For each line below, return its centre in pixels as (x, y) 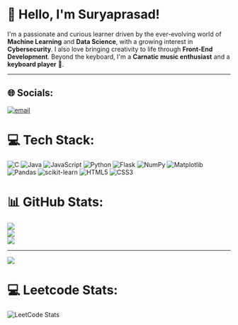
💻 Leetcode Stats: (63, 290)
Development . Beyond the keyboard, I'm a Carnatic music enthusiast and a (119, 57)
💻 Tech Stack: (51, 140)
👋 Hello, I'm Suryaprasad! (84, 15)
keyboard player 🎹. (36, 64)
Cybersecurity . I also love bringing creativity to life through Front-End (110, 49)
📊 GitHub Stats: (56, 202)
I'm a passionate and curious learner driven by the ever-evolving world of (114, 34)
